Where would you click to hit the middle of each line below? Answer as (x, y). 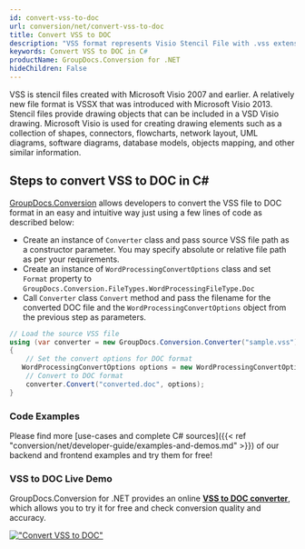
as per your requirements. (71, 259)
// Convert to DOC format (75, 376)
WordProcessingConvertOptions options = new (107, 368)
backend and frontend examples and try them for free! (111, 454)
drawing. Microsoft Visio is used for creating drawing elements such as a (146, 123)
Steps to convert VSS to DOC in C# (109, 181)
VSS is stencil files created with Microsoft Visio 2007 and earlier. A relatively (152, 94)
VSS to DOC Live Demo (61, 478)
